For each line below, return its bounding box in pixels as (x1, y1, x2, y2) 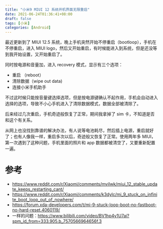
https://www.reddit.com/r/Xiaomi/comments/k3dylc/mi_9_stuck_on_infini (12, 191, 158, 197)
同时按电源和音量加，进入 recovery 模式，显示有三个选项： (5, 62, 123, 68)
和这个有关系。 (5, 117, 35, 123)
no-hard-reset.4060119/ (12, 207, 60, 213)
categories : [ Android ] (5, 25, 51, 30)
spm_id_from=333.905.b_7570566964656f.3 (12, 218, 102, 224)
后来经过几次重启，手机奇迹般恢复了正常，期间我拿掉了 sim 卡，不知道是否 (5, 111, 155, 117)
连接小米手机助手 (12, 84, 47, 90)
